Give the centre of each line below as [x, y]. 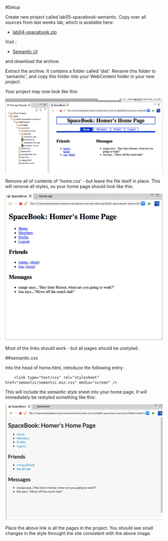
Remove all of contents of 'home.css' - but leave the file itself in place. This [83, 181]
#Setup [13, 7]
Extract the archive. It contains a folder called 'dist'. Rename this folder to [80, 71]
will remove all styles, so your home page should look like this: [69, 187]
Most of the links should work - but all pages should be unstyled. [72, 348]
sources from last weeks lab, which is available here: [59, 22]
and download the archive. [32, 61]
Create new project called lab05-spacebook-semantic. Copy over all [75, 17]
